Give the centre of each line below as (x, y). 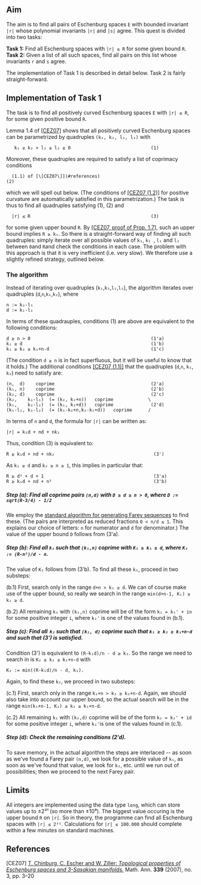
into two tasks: (24, 37)
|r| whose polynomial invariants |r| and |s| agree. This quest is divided (96, 31)
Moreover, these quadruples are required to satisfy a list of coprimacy (92, 159)
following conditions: (32, 327)
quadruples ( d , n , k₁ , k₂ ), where (42, 294)
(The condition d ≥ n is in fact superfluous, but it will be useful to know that (99, 360)
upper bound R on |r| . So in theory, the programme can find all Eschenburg (99, 817)
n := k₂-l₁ (20, 305)
